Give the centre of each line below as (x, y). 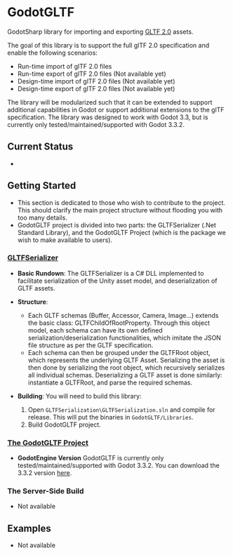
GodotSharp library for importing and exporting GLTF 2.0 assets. (100, 32)
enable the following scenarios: (53, 53)
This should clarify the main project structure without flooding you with (120, 210)
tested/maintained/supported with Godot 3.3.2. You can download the (118, 466)
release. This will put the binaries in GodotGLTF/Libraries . (111, 417)
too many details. (42, 218)
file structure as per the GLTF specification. (91, 345)
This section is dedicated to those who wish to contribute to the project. (121, 202)
